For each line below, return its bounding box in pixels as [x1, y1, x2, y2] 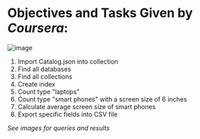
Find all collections [17, 72, 73, 81]
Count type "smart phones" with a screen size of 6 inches [17, 94, 187, 104]
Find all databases [17, 65, 72, 73]
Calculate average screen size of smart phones [17, 102, 156, 111]
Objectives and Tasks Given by [7, 5, 193, 21]
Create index [17, 79, 55, 88]
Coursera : [7, 20, 69, 36]
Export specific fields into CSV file [17, 110, 118, 118]
